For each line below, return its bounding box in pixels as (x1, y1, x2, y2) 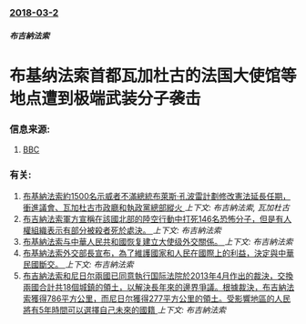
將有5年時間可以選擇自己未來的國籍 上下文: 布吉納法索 (22, 305, 227, 316)
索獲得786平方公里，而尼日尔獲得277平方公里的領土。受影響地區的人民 (22, 293, 291, 304)
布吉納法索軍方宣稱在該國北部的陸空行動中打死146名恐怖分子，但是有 (22, 214, 284, 225)
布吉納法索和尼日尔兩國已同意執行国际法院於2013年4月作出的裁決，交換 (22, 270, 294, 281)
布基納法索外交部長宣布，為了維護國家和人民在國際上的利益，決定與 (22, 248, 279, 258)
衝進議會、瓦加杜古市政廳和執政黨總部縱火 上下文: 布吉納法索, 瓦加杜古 (22, 202, 290, 213)
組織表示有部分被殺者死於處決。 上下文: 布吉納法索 (30, 225, 221, 236)
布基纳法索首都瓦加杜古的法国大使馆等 (9, 66, 298, 86)
